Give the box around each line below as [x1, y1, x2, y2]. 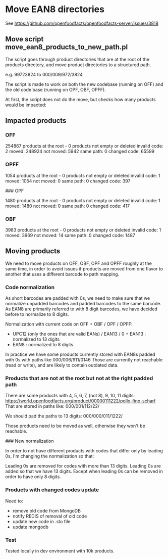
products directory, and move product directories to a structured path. [5, 62, 151, 68]
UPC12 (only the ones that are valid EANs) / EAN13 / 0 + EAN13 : [12, 331, 146, 337]
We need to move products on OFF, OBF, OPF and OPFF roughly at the [5, 260, 152, 266]
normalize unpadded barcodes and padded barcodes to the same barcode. [5, 301, 161, 307]
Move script [5, 35, 44, 43]
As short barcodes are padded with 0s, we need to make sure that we [5, 295, 150, 301]
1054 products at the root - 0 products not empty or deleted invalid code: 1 [5, 172, 160, 178]
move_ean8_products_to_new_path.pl [5, 43, 128, 52]
